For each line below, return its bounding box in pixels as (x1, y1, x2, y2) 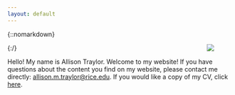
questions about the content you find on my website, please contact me (7, 65, 219, 73)
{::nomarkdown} (7, 30, 56, 38)
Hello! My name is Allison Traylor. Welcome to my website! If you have (7, 57, 213, 66)
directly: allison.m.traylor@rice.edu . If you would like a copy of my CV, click (7, 72, 229, 81)
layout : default (7, 10, 56, 18)
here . (7, 79, 23, 89)
